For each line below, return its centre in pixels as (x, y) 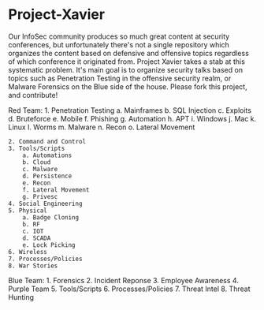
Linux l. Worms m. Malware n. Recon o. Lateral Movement (102, 127)
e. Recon (37, 183)
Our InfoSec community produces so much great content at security (119, 36)
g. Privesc (40, 196)
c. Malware (40, 169)
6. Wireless (28, 252)
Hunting (21, 297)
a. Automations (47, 155)
